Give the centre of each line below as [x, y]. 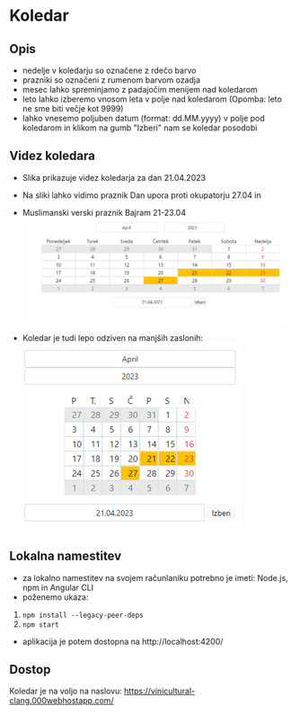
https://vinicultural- [160, 691]
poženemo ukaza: [55, 597]
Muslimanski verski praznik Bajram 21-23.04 [104, 212]
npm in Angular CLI [58, 587]
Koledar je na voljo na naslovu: [66, 691]
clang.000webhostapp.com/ [62, 701]
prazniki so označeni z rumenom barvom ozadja [111, 80]
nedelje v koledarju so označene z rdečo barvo [109, 70]
